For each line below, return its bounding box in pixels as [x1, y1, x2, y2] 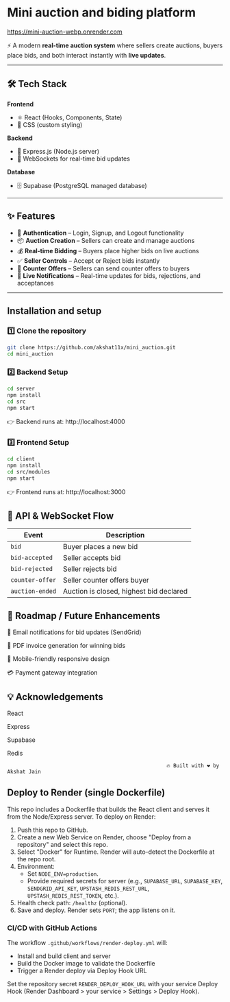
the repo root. [16, 854, 56, 863]
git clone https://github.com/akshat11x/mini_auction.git [7, 345, 176, 351]
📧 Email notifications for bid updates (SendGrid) [7, 628, 142, 636]
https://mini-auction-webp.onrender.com [7, 27, 123, 36]
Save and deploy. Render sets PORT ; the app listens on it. [16, 906, 176, 914]
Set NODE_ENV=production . [27, 870, 99, 878]
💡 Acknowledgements [7, 691, 104, 703]
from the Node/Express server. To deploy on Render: [7, 812, 156, 821]
